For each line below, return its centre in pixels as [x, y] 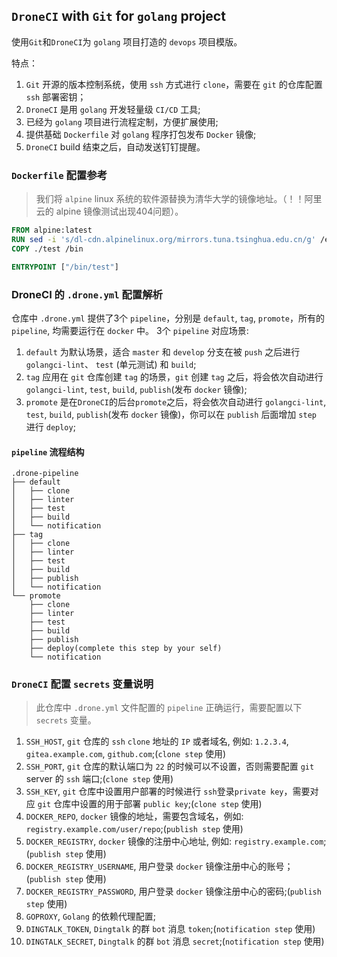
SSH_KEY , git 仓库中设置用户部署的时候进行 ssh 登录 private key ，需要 [168, 791]
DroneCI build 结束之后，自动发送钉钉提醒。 [115, 146]
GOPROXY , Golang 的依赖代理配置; [91, 916]
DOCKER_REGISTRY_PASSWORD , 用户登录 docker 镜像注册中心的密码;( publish [173, 891]
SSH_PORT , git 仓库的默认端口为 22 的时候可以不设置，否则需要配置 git [170, 766]
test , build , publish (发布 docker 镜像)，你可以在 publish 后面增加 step [171, 414]
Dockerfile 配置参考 [59, 175]
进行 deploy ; [50, 426]
